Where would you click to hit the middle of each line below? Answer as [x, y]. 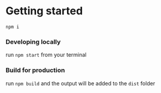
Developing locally [33, 42]
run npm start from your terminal [46, 55]
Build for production [35, 70]
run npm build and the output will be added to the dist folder [80, 83]
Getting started [44, 11]
